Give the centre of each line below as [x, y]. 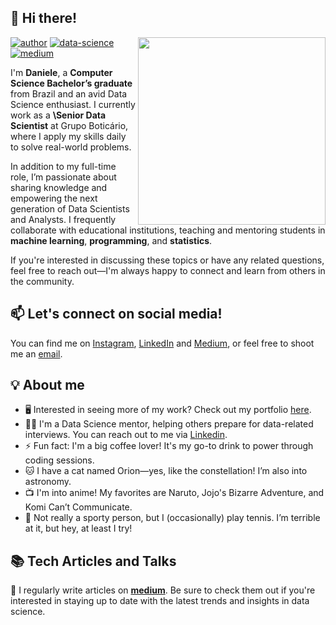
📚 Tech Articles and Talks [93, 561]
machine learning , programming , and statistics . [111, 240]
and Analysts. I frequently [63, 219]
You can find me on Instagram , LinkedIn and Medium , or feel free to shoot [162, 343]
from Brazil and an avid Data [69, 93]
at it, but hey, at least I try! [78, 528]
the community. [42, 281]
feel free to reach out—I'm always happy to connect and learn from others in [168, 270]
